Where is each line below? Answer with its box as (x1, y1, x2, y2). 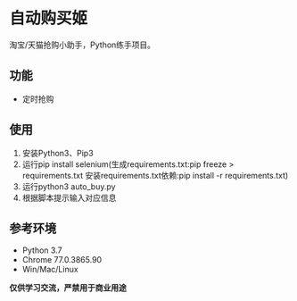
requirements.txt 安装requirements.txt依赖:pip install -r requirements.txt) (21, 170, 289, 180)
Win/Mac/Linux (21, 264, 78, 275)
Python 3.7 (21, 245, 62, 255)
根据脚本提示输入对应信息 (21, 192, 117, 203)
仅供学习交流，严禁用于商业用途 (9, 282, 127, 293)
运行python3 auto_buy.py (21, 180, 116, 192)
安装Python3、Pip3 (21, 147, 94, 158)
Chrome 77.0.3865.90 (21, 255, 103, 265)
